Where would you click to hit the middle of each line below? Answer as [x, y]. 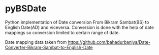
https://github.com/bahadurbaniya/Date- [109, 42]
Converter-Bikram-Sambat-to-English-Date [49, 47]
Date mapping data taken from [36, 42]
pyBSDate [26, 9]
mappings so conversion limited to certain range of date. [63, 32]
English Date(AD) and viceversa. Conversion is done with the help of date [79, 27]
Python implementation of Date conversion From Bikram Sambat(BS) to [77, 22]
